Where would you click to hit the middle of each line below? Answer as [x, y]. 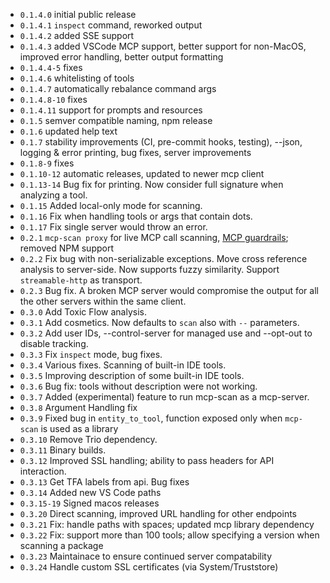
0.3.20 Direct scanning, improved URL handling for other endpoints [158, 513]
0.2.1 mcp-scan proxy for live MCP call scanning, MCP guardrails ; [154, 237]
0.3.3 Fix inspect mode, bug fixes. [91, 354]
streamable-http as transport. [81, 280]
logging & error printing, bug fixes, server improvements [135, 152]
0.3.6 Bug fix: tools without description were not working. [138, 386]
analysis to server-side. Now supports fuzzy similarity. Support [149, 269]
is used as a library [79, 428]
